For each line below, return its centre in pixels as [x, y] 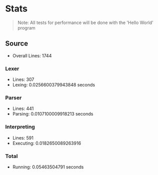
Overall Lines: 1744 [32, 55]
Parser [14, 97]
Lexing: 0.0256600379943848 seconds [54, 85]
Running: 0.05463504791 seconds [48, 167]
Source [17, 44]
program [26, 27]
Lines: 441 [23, 108]
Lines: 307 [23, 79]
